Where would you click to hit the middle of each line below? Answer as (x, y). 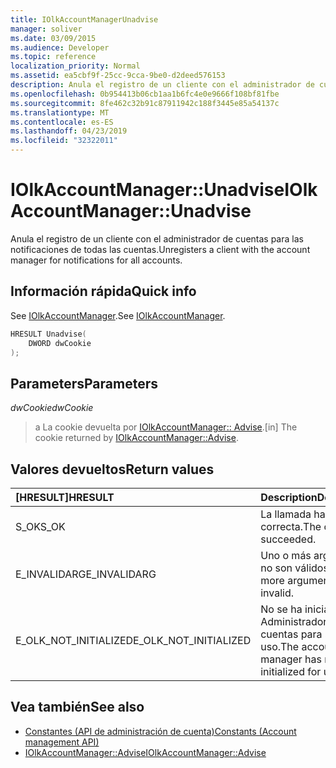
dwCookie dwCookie (52, 408)
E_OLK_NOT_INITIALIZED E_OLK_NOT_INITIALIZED (133, 640)
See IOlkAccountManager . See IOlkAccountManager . (118, 315)
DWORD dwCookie (60, 343)
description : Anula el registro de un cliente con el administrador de (162, 85)
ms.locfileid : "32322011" (64, 141)
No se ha (281, 609)
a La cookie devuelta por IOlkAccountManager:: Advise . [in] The (166, 427)
